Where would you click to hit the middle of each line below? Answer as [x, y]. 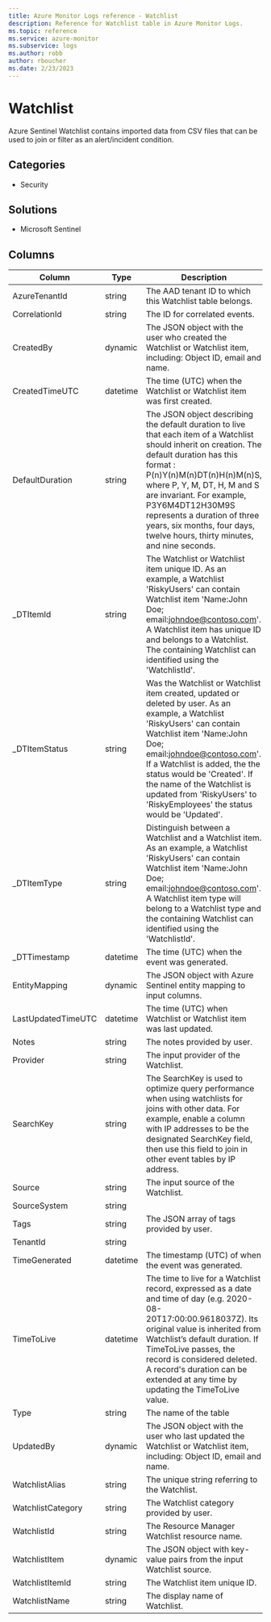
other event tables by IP [191, 1159]
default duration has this [192, 455]
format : [161, 465]
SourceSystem [40, 1206]
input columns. [174, 995]
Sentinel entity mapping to [196, 986]
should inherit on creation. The [204, 445]
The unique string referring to [202, 1480]
